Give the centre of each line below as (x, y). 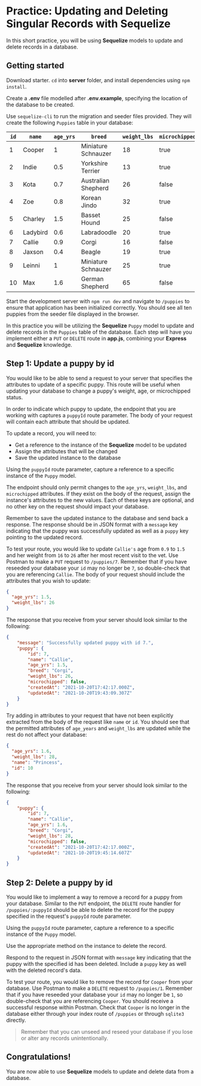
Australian (95, 180)
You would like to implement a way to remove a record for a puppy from (95, 897)
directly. (16, 1020)
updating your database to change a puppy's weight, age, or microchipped (98, 391)
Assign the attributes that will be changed (66, 451)
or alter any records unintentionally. (65, 1038)
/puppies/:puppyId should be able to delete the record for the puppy (90, 910)
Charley (34, 219)
